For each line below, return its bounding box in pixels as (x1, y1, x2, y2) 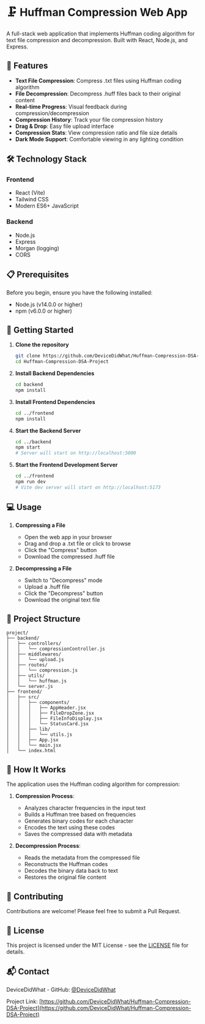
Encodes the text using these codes (24, 824, 115, 831)
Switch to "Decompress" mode (24, 577, 103, 584)
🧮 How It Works (6, 764, 66, 775)
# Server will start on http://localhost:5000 (15, 450, 136, 457)
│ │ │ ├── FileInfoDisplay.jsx (6, 716, 103, 722)
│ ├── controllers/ (6, 641, 62, 647)
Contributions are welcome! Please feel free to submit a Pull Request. (6, 908, 181, 915)
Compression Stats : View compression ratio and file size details (15, 129, 177, 136)
